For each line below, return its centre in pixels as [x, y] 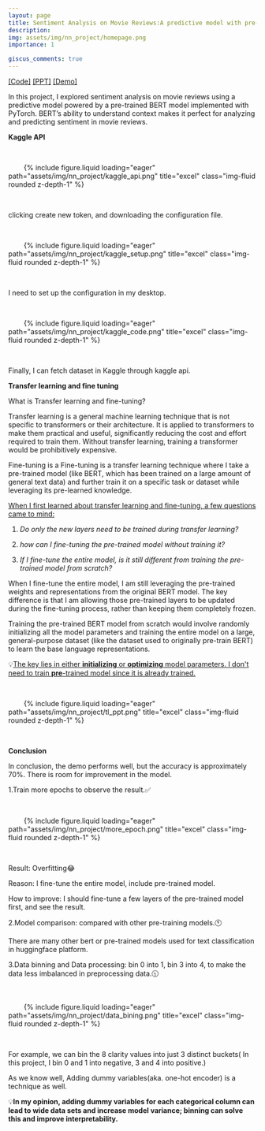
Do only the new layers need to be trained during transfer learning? [129, 529]
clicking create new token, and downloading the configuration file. [116, 215]
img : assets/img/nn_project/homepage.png [77, 37]
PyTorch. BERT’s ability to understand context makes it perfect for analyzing [132, 113]
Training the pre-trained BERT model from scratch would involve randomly [129, 624]
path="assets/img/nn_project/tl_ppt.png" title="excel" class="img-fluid [123, 712]
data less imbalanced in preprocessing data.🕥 [84, 973]
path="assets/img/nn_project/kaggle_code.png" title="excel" [107, 331]
